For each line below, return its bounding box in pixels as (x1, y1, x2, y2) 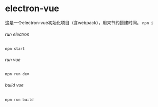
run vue (5, 57, 20, 63)
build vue (5, 82, 24, 88)
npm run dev (5, 72, 29, 77)
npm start (5, 46, 25, 51)
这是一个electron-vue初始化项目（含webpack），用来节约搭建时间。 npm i (5, 20, 154, 25)
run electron (5, 31, 30, 37)
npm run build (5, 97, 34, 102)
